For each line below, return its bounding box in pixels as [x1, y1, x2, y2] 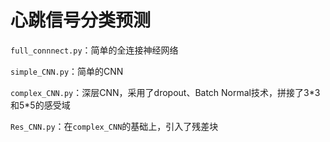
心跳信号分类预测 [10, 9, 152, 32]
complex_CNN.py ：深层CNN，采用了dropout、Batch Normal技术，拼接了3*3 [10, 86, 321, 98]
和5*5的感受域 [10, 99, 71, 111]
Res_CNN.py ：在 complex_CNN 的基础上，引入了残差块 [10, 120, 219, 132]
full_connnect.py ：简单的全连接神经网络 [10, 44, 179, 56]
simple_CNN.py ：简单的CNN [10, 65, 124, 77]
